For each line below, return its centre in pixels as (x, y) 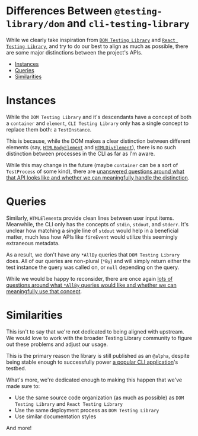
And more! (19, 428)
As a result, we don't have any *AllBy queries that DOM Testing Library (93, 254)
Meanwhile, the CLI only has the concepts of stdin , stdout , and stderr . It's (97, 224)
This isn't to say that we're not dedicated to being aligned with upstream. (95, 331)
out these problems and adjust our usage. (57, 344)
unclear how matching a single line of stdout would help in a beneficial (92, 230)
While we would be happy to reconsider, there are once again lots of (90, 278)
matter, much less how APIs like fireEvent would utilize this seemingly (92, 237)
